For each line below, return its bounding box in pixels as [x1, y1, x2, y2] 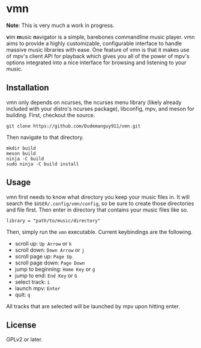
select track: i [14, 278, 50, 285]
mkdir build [6, 145, 36, 151]
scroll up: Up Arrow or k [14, 240, 72, 247]
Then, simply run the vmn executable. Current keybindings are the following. [6, 228, 193, 236]
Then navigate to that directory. [6, 133, 84, 141]
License [6, 320, 37, 330]
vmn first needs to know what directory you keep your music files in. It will [6, 193, 190, 200]
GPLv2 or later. [6, 336, 43, 343]
